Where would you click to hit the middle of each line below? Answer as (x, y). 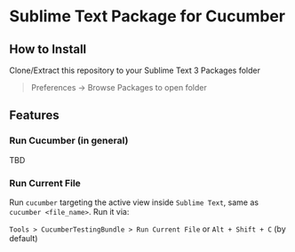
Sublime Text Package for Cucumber (147, 16)
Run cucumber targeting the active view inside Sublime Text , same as (134, 202)
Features (34, 116)
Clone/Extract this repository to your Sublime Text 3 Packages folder (135, 70)
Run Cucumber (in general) (69, 141)
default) (24, 238)
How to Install (48, 49)
